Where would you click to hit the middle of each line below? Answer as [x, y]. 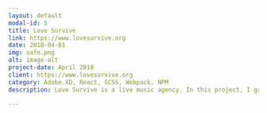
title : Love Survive [43, 30]
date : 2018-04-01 [37, 45]
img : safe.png [32, 53]
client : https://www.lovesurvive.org [71, 75]
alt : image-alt [33, 60]
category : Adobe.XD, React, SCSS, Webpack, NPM [89, 82]
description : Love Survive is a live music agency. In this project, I [129, 90]
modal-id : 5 [28, 23]
